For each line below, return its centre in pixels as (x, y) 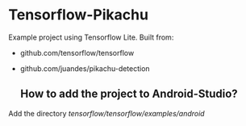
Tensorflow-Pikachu (79, 15)
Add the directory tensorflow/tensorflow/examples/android (106, 113)
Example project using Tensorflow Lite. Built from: (91, 37)
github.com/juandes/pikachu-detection (85, 68)
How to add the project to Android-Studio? (129, 94)
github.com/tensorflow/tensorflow (77, 52)
